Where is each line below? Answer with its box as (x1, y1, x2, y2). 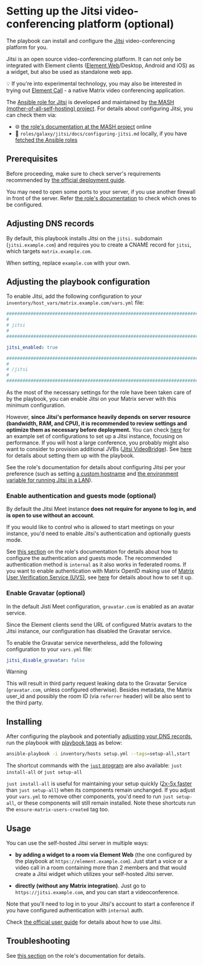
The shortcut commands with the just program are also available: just (6, 762, 182, 769)
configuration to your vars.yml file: (6, 645, 92, 653)
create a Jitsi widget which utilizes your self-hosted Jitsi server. (14, 870, 174, 877)
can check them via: (6, 111, 57, 119)
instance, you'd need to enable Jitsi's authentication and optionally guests (6, 530, 192, 537)
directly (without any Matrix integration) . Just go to (14, 882, 146, 889)
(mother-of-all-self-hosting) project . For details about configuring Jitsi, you (6, 105, 193, 112)
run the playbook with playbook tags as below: (6, 739, 123, 746)
